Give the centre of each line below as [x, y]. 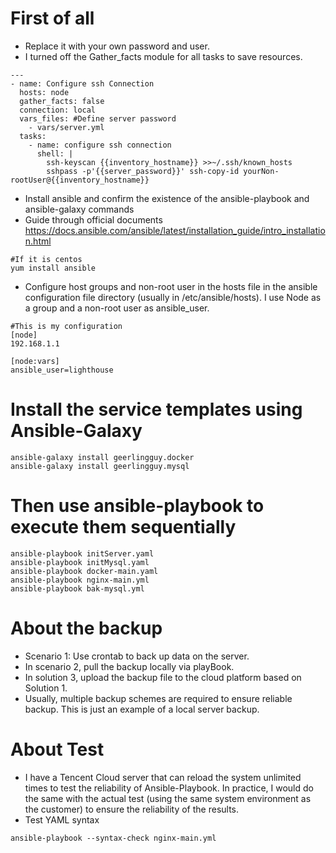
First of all [52, 18]
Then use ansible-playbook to [137, 506]
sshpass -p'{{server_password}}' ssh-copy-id [143, 171]
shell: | [55, 153]
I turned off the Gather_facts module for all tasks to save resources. [163, 56]
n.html [38, 241]
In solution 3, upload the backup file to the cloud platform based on [163, 677]
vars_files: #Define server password [98, 118]
